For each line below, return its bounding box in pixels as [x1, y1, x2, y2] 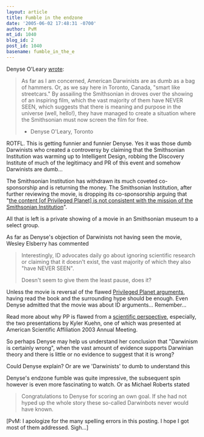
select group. [6, 221, 40, 229]
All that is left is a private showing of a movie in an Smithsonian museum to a [6, 215, 199, 222]
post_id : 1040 [6, 43, 43, 49]
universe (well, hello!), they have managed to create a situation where [21, 109, 196, 116]
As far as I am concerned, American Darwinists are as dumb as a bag [21, 77, 195, 84]
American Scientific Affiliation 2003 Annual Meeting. [6, 325, 138, 333]
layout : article [6, 9, 47, 15]
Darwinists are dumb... [6, 165, 63, 172]
